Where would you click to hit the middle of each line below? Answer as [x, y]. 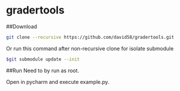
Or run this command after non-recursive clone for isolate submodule [90, 48]
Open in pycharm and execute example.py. [58, 82]
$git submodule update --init [43, 59]
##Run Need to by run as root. [43, 70]
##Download [22, 26]
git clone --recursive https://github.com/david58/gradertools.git [90, 37]
